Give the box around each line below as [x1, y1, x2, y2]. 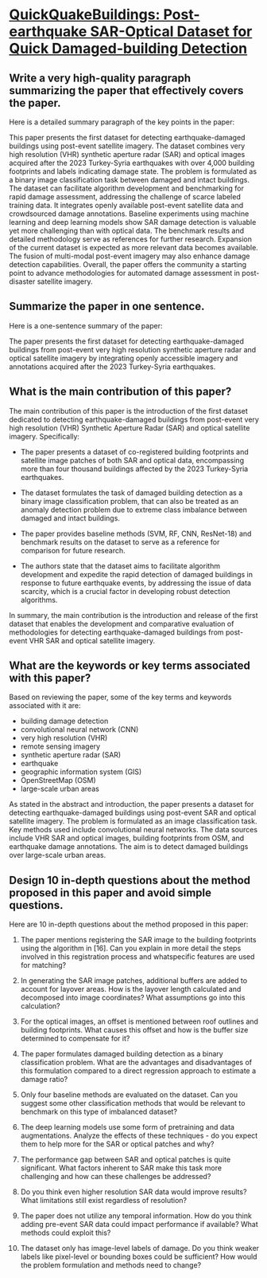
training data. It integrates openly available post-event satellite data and [9, 201, 244, 210]
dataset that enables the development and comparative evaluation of [9, 619, 234, 628]
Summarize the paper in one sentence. [9, 300, 205, 313]
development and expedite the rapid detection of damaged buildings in [20, 569, 253, 579]
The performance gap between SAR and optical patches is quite [20, 1154, 231, 1165]
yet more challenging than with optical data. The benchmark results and [9, 226, 245, 235]
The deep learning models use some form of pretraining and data [20, 1123, 235, 1132]
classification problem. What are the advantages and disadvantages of [20, 1058, 253, 1068]
